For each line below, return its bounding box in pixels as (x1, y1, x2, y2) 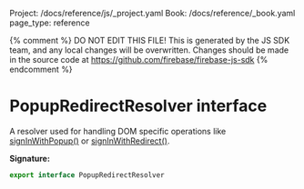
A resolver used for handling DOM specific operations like (9, 125, 227, 136)
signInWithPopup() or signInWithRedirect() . (9, 135, 170, 146)
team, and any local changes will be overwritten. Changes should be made (9, 45, 289, 55)
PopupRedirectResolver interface (9, 95, 268, 116)
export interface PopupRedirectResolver (9, 170, 166, 180)
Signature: (9, 153, 50, 164)
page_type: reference (9, 17, 90, 28)
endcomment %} (9, 64, 73, 75)
